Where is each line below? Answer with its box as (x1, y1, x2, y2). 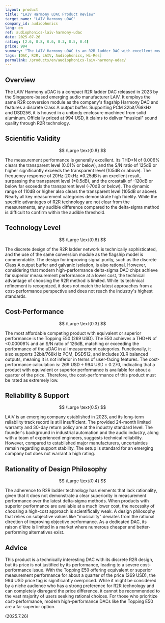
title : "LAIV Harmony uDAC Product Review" (5, 12, 96, 17)
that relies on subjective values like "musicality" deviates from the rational (5, 514, 155, 520)
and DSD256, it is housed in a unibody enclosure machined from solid (5, 110, 146, 116)
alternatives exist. (28, 530, 65, 535)
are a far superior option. (5, 603, 55, 609)
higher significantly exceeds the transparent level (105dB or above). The (5, 167, 151, 173)
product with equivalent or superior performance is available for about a (5, 367, 151, 373)
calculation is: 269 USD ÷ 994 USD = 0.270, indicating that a (32, 361, 155, 367)
